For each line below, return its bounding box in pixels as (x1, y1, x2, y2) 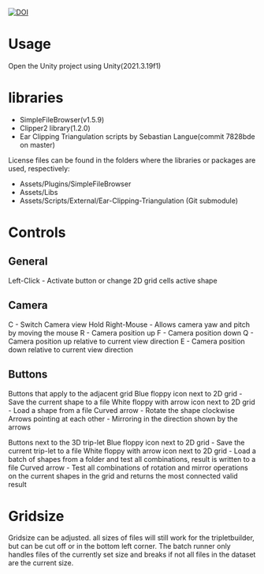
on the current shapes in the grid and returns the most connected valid (8, 471, 238, 481)
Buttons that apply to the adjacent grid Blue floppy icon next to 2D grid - (8, 388, 243, 398)
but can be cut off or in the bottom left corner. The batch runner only (8, 542, 231, 551)
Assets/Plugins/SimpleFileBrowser (19, 178, 132, 189)
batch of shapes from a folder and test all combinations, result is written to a (8, 454, 256, 463)
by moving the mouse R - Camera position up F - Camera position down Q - (8, 328, 254, 337)
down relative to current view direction (8, 344, 134, 355)
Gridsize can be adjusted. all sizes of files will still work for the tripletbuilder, (8, 533, 255, 542)
